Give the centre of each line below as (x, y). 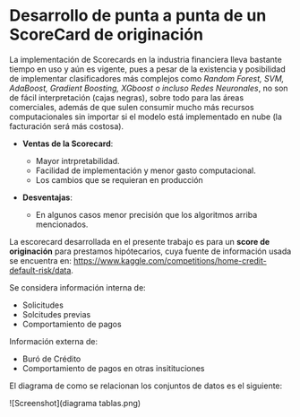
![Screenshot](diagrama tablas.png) (75, 403)
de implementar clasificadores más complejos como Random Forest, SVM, (147, 78)
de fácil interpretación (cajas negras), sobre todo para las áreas (127, 97)
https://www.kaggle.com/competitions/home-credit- (170, 260)
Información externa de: (54, 341)
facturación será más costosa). (66, 126)
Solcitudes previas (56, 314)
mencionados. (62, 224)
